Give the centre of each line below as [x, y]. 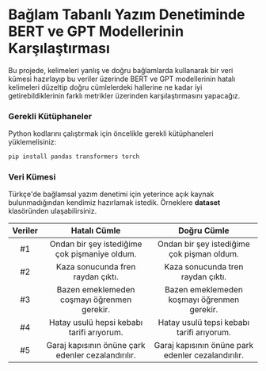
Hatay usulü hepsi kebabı [96, 323]
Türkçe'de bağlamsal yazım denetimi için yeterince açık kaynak [111, 194]
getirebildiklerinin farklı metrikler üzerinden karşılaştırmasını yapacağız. [124, 95]
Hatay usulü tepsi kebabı [204, 323]
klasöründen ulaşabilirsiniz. [53, 211]
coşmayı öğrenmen [96, 300]
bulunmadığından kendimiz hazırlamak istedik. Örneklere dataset [114, 203]
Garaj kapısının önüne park [204, 346]
